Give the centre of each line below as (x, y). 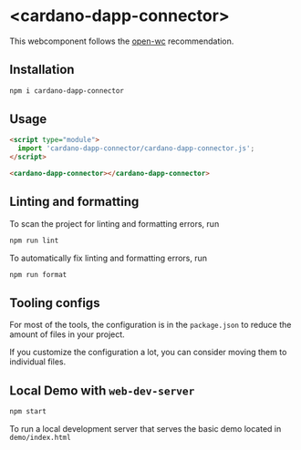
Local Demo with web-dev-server (102, 390)
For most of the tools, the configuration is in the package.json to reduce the (150, 325)
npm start (28, 412)
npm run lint (34, 240)
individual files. (38, 362)
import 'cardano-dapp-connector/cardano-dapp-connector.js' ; (136, 148)
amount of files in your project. (67, 334)
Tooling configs (55, 303)
